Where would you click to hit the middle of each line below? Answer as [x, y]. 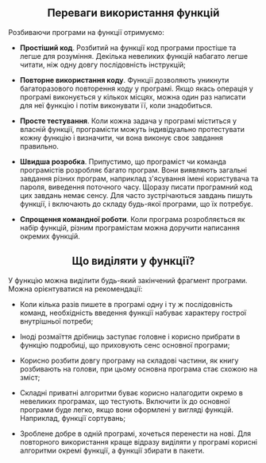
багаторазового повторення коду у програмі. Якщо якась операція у [137, 88]
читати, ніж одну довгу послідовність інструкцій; [103, 64]
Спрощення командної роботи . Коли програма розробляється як [132, 219]
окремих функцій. [50, 236]
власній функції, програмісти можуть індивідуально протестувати [132, 129]
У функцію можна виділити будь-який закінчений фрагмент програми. [128, 280]
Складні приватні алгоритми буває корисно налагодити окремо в [131, 392]
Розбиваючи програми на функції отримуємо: [86, 32]
